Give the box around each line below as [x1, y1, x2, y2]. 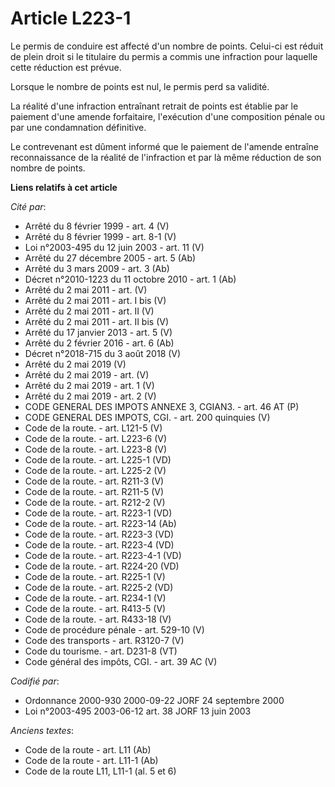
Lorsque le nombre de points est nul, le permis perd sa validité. [10, 80, 270, 92]
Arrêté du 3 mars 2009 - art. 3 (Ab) [24, 262, 170, 274]
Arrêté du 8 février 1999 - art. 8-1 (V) [24, 230, 177, 242]
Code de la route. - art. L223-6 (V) [24, 432, 168, 444]
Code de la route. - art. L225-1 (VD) [24, 453, 172, 466]
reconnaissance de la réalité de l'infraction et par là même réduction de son [10, 151, 322, 163]
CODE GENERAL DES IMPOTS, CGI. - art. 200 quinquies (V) [24, 411, 271, 423]
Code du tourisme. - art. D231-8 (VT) [24, 645, 178, 657]
